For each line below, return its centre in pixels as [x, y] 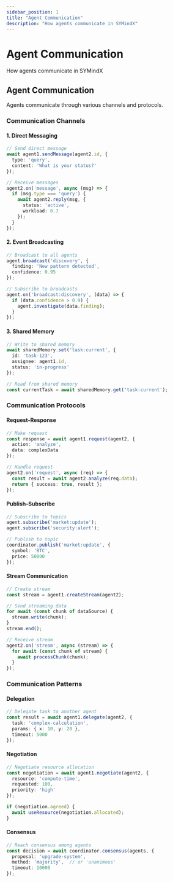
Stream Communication [37, 576]
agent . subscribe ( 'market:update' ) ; [52, 523]
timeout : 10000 [31, 868]
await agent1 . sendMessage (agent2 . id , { [57, 154]
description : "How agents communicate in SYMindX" [72, 23]
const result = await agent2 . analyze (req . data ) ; [75, 478]
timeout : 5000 [30, 735]
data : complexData [35, 450]
